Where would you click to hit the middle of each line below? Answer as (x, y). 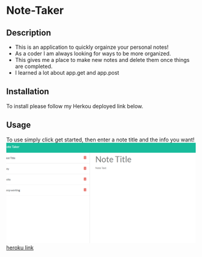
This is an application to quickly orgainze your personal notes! (92, 47)
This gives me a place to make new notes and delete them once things (102, 60)
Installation (28, 92)
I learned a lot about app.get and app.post (67, 73)
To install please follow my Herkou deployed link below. (75, 106)
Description (29, 33)
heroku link (20, 247)
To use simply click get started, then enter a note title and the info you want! (100, 140)
